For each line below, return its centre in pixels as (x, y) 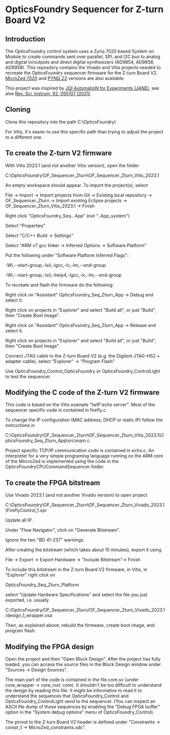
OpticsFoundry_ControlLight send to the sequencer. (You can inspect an (80, 701)
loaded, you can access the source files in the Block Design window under (83, 664)
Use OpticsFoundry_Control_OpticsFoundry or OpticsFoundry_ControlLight (83, 371)
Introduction (25, 39)
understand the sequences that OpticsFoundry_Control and (67, 696)
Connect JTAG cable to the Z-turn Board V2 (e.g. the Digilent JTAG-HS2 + (83, 356)
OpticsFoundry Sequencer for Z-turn (84, 9)
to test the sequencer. (28, 376)
